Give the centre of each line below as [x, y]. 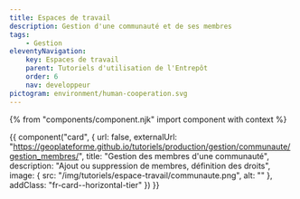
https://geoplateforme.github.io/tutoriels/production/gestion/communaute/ [152, 147]
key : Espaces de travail [72, 60]
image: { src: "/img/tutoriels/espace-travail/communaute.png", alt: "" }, [141, 175]
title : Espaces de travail [60, 18]
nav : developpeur [58, 85]
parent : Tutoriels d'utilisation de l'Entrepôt [117, 69]
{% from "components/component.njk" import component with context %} [148, 119]
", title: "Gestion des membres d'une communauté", [173, 156]
